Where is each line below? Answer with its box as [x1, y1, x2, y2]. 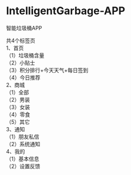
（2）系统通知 [6, 140, 41, 147]
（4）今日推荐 [6, 74, 41, 81]
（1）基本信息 [6, 155, 39, 162]
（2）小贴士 [6, 59, 35, 66]
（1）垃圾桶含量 [6, 51, 45, 59]
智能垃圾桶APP [6, 24, 42, 31]
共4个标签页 [6, 37, 36, 44]
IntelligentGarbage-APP [6, 4, 125, 18]
